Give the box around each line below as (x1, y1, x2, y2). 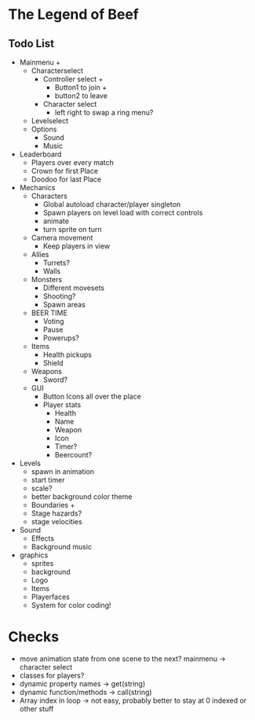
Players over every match (31, 158, 114, 167)
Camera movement (31, 233, 93, 242)
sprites (31, 559, 54, 568)
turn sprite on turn (42, 225, 102, 233)
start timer (31, 476, 65, 484)
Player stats (42, 400, 82, 410)
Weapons (31, 367, 63, 376)
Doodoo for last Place (31, 174, 102, 184)
